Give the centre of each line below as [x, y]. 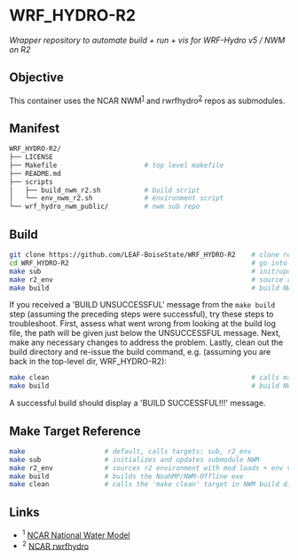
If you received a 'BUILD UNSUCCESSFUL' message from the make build [142, 305]
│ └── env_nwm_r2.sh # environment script [117, 198]
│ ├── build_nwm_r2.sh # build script [105, 190]
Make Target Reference [75, 431]
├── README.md [35, 173]
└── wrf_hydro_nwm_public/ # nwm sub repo [105, 207]
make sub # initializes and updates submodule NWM [134, 460]
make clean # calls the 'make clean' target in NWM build [144, 484]
